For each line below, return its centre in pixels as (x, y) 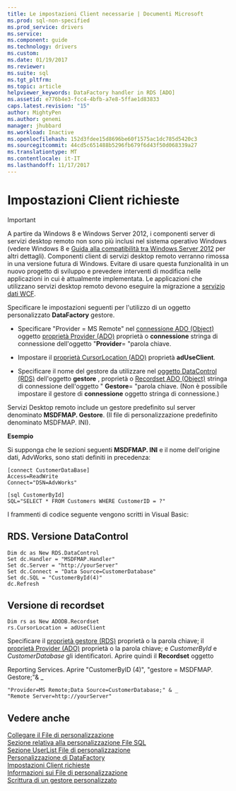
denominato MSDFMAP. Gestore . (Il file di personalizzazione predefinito (112, 415)
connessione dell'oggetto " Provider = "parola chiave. (94, 343)
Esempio (20, 436)
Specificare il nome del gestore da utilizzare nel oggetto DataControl (117, 371)
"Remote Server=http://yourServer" (60, 697)
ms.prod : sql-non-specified (49, 21)
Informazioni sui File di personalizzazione (67, 773)
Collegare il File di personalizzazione (61, 735)
